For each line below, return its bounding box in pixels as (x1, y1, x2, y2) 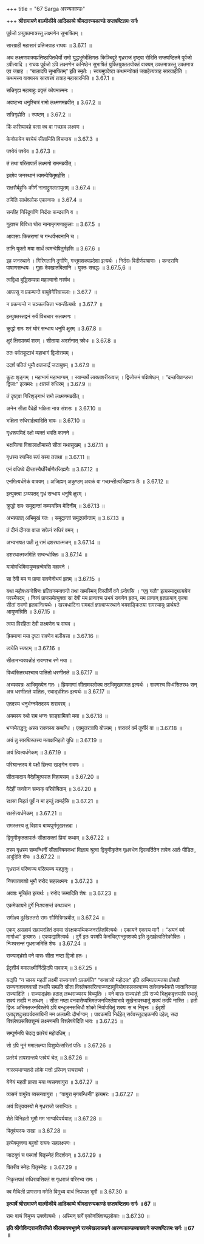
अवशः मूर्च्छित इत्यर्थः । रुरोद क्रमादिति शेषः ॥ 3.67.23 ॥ (6, 890, 117, 897)
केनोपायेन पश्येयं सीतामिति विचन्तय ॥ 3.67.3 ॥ (6, 135, 98, 142)
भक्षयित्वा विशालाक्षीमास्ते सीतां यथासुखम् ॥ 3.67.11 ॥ (6, 441, 108, 448)
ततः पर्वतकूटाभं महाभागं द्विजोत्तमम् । (6, 350, 74, 356)
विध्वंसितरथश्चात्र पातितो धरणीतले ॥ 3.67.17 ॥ (6, 669, 98, 676)
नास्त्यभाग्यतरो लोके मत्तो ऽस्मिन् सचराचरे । (6, 1066, 89, 1074)
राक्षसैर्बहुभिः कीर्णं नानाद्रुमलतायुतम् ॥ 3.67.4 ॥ (6, 184, 96, 191)
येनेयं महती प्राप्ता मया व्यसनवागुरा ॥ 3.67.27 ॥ (6, 1078, 98, 1086)
